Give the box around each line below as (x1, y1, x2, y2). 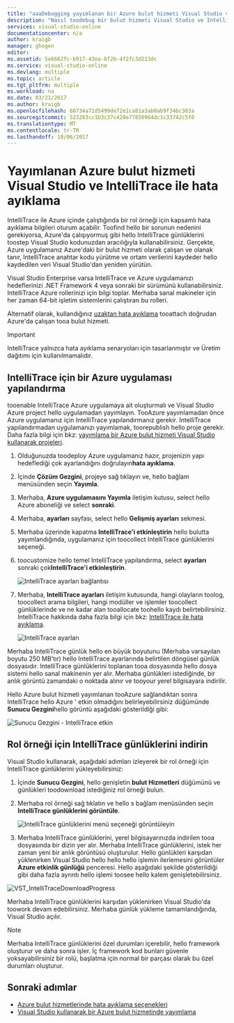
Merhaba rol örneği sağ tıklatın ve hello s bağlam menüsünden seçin (17, 799, 214, 807)
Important (7, 330, 36, 339)
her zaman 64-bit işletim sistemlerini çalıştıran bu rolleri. (7, 296, 169, 305)
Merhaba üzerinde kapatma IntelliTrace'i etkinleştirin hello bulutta (17, 528, 210, 536)
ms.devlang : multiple (7, 68, 70, 75)
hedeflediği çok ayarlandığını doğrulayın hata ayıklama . (17, 459, 175, 467)
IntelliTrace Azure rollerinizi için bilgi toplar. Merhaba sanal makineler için (7, 289, 217, 297)
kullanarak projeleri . (7, 438, 64, 446)
